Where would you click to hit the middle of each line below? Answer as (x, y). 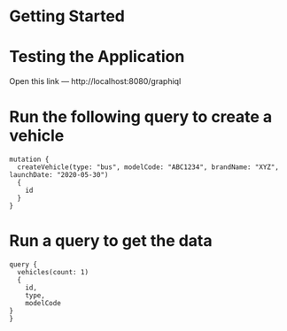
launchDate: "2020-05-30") (59, 175)
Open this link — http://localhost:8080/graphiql (95, 81)
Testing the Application (97, 57)
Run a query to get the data (111, 241)
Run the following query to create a (141, 117)
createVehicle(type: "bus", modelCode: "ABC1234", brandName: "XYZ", (148, 167)
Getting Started (67, 16)
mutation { (29, 160)
